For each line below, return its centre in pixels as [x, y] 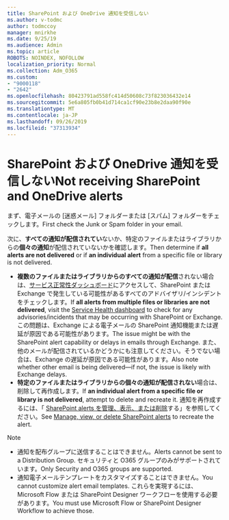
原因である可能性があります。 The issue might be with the [110, 334]
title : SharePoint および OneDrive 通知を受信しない [78, 13]
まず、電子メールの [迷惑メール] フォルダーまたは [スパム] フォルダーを [108, 216]
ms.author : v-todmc [35, 20]
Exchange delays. [42, 374]
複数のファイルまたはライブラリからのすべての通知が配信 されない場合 [116, 276]
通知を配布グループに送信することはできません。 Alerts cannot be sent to [119, 452]
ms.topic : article [33, 52]
